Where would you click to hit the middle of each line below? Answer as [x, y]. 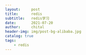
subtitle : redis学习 [27, 18]
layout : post [23, 9]
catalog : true [19, 36]
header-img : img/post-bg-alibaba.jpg [43, 32]
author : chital [25, 27]
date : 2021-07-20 [29, 23]
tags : [10, 41]
